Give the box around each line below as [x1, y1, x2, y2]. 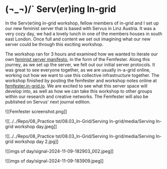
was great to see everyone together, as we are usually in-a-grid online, [5, 66, 151, 73]
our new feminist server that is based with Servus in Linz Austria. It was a [5, 25, 156, 31]
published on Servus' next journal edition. [5, 98, 91, 104]
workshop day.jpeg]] [14, 123, 57, 129]
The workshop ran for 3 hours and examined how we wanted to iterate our [5, 51, 158, 57]
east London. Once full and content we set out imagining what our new [5, 36, 151, 42]
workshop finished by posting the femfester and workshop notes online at [5, 77, 157, 83]
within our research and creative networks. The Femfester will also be [5, 93, 149, 99]
